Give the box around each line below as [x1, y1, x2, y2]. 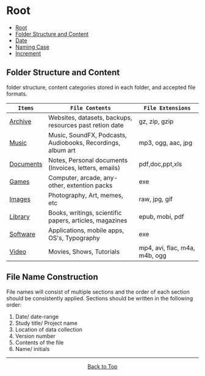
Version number [15, 332, 56, 339]
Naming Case [15, 43, 50, 51]
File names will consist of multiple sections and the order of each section [6, 288, 190, 296]
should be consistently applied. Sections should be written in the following [6, 294, 193, 302]
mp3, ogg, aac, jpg [138, 138, 193, 147]
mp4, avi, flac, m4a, [138, 243, 195, 252]
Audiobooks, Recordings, [48, 138, 121, 147]
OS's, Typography [48, 233, 100, 242]
